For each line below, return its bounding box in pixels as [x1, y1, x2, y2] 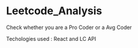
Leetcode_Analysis [6, 4, 102, 18]
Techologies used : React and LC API [6, 35, 97, 42]
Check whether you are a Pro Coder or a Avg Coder [6, 24, 132, 31]
